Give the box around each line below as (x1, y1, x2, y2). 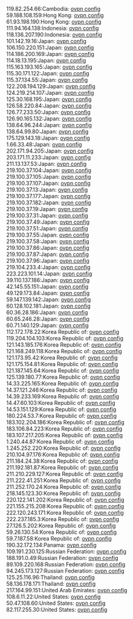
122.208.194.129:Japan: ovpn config (6, 83, 96, 90)
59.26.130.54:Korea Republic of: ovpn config (6, 528, 117, 536)
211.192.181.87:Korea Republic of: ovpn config (6, 464, 119, 471)
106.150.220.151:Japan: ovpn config (6, 44, 94, 51)
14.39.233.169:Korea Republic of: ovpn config (6, 393, 119, 400)
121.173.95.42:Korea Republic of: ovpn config (6, 354, 118, 361)
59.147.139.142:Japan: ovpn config (6, 296, 91, 303)
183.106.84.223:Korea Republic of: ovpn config (6, 425, 123, 432)
